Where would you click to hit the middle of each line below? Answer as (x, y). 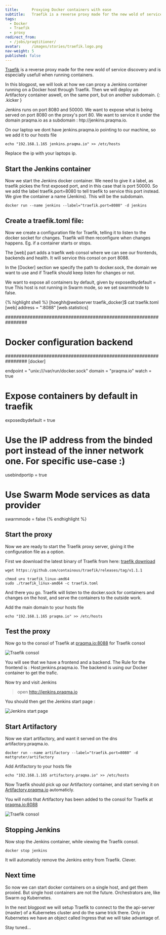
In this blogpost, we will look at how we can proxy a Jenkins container (76, 84)
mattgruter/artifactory (30, 757)
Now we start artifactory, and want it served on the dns (61, 738)
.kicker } (14, 100)
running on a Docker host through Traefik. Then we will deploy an (72, 90)
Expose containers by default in (72, 396)
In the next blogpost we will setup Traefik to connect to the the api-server (80, 907)
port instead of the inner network (75, 451)
